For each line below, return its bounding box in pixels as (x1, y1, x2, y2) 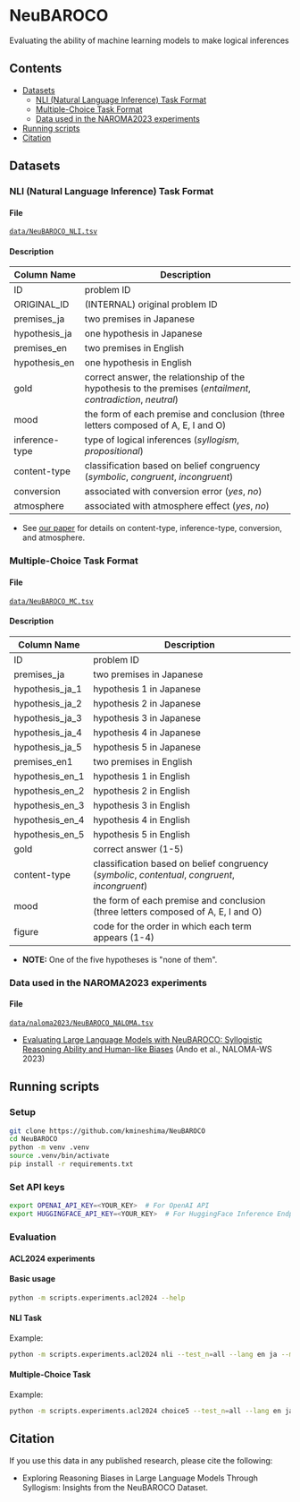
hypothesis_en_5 (13, 828, 85, 840)
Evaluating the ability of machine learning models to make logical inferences (9, 35, 289, 46)
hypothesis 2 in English (93, 785, 190, 797)
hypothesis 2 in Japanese (93, 697, 201, 709)
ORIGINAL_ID (13, 298, 70, 311)
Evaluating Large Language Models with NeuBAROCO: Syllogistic (21, 1034, 263, 1044)
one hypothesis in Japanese (84, 328, 203, 340)
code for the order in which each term (93, 920, 252, 932)
